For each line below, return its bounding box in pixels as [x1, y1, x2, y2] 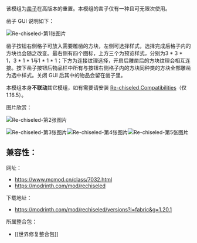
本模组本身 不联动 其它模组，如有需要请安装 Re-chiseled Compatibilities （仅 [6, 84, 187, 91]
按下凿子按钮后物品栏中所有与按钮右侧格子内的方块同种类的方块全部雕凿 [16, 64, 191, 71]
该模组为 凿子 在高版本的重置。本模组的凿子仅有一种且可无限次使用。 [6, 5, 171, 12]
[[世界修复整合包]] [14, 230, 59, 237]
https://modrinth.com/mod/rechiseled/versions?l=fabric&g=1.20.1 [14, 206, 172, 213]
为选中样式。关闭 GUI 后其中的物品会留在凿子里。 [6, 72, 126, 78]
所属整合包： [6, 218, 37, 225]
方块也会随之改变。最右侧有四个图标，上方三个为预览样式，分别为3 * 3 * [6, 50, 183, 57]
